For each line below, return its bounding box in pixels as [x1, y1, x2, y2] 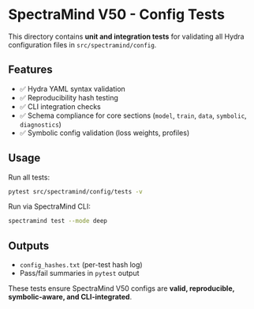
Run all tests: [8, 172, 50, 182]
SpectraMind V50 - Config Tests [8, 6, 225, 24]
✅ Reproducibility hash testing [19, 92, 118, 102]
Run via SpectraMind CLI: [8, 202, 91, 211]
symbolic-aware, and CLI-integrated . [8, 292, 133, 302]
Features [8, 63, 53, 77]
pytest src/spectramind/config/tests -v [8, 187, 144, 195]
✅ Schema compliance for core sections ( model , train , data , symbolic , [19, 111, 247, 120]
